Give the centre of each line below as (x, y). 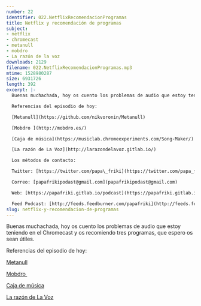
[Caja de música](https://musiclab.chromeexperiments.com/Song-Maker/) (103, 139)
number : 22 (20, 12)
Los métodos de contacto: (44, 160)
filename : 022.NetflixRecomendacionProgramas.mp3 (69, 67)
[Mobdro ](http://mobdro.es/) (49, 128)
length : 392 (21, 85)
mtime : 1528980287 (29, 73)
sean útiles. (20, 239)
